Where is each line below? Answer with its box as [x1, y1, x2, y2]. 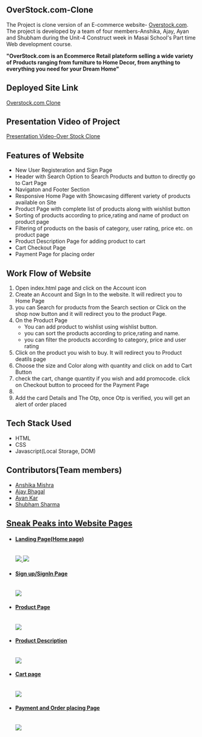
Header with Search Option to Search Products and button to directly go [15, 173, 196, 180]
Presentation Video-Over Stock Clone [6, 133, 101, 140]
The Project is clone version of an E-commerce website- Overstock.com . [6, 21, 189, 28]
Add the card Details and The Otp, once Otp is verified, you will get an [15, 394, 190, 402]
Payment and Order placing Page [15, 704, 100, 711]
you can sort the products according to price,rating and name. [24, 330, 180, 337]
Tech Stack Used [6, 418, 72, 428]
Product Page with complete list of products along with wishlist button [15, 205, 190, 212]
